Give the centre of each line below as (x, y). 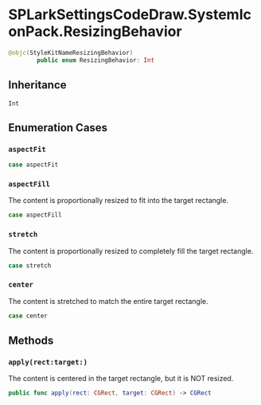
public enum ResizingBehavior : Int (96, 60)
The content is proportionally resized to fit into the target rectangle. (119, 201)
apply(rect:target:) (48, 362)
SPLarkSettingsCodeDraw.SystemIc (130, 15)
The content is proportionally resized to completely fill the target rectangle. (131, 251)
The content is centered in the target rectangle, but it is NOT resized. (121, 379)
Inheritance (37, 85)
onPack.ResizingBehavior (95, 31)
